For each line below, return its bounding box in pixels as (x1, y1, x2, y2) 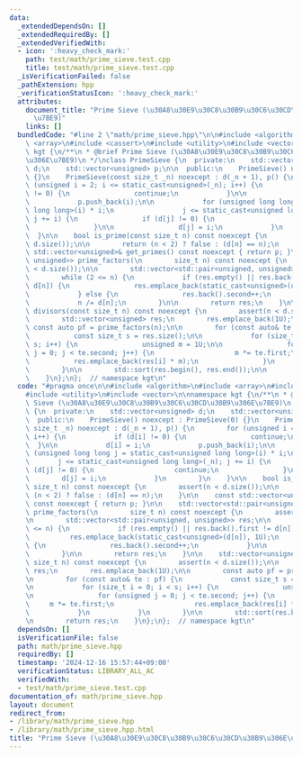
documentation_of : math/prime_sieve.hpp (9, 691, 164, 701)
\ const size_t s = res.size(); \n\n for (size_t (25, 332, 296, 341)
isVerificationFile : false (17, 633, 119, 643)
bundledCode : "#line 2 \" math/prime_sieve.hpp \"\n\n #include (17, 131, 252, 140)
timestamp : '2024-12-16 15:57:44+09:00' (17, 659, 171, 668)
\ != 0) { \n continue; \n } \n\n (25, 189, 247, 198)
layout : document (9, 700, 75, 709)
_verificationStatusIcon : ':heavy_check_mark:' (17, 88, 200, 97)
